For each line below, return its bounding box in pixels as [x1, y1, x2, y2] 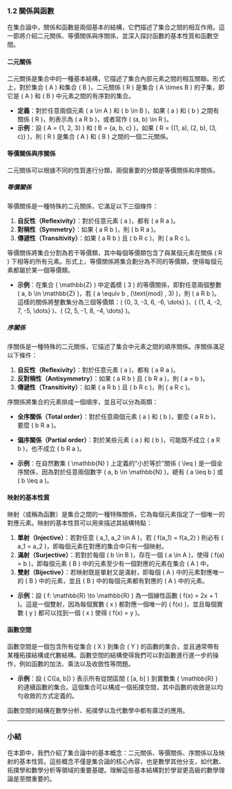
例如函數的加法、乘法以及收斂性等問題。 [19, 660, 135, 668]
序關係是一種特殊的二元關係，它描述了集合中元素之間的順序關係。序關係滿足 [7, 342, 225, 351]
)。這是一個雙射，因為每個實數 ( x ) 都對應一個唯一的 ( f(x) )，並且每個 [17, 600, 217, 608]
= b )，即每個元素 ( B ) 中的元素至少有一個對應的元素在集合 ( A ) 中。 [17, 559, 213, 568]
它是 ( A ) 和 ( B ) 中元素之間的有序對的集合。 [7, 91, 135, 100]
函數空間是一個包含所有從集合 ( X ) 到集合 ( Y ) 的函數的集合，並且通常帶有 [7, 642, 220, 651]
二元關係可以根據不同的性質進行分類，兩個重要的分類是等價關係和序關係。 [7, 166, 219, 174]
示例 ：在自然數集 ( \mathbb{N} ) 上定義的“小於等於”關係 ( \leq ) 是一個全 [17, 458, 223, 467]
